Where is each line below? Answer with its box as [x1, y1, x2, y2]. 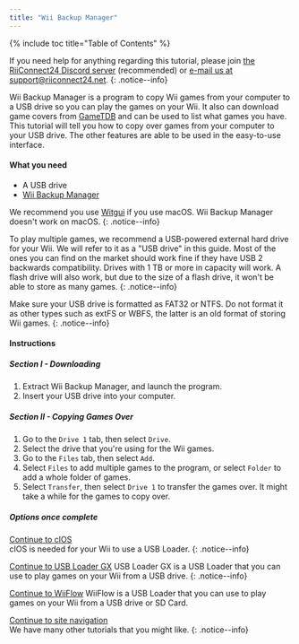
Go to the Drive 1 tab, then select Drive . [21, 434, 172, 445]
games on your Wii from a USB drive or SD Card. [9, 597, 189, 608]
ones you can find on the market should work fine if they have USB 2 [9, 252, 263, 263]
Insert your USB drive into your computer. [21, 391, 176, 402]
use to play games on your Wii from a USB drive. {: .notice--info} [9, 570, 248, 581]
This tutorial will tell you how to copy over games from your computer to [9, 120, 275, 131]
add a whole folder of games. [21, 472, 132, 483]
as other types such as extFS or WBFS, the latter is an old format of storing [9, 308, 286, 318]
